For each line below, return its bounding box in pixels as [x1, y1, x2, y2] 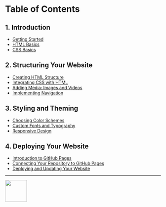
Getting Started [12, 36, 43, 42]
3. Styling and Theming [5, 104, 79, 113]
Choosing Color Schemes [12, 117, 65, 123]
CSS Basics [12, 47, 36, 52]
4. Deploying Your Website [5, 142, 89, 151]
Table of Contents [5, 3, 80, 15]
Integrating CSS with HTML [12, 79, 68, 85]
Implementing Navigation [12, 90, 63, 96]
